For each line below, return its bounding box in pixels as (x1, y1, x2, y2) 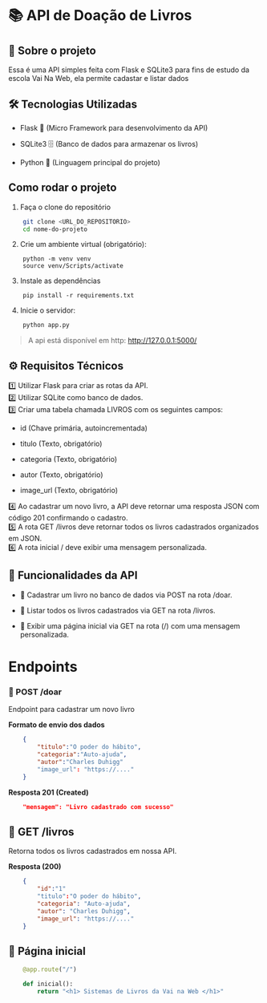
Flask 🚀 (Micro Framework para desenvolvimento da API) (19, 123, 208, 132)
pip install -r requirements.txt (22, 292, 135, 300)
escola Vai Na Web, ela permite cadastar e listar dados (8, 74, 189, 83)
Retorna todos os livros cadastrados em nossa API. (8, 847, 177, 856)
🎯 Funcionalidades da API (8, 568, 138, 582)
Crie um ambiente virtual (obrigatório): (19, 240, 147, 249)
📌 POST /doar (8, 686, 63, 698)
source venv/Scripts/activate (22, 262, 124, 270)
